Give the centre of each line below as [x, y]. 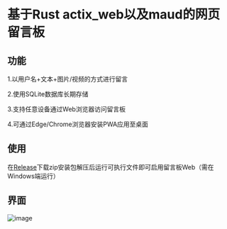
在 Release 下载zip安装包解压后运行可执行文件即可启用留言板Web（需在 [111, 167]
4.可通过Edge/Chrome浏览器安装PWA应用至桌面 [78, 124]
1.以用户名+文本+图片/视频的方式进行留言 [68, 79]
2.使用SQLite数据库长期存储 [48, 94]
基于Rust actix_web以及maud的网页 [114, 15]
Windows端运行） [34, 176]
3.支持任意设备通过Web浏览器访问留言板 [67, 109]
